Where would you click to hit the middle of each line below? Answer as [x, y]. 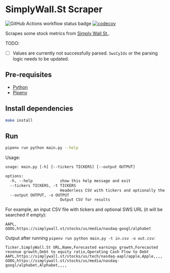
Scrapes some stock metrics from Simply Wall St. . [58, 33]
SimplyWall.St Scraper [54, 9]
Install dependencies [39, 109]
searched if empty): [26, 215]
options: [15, 176]
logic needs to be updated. [41, 59]
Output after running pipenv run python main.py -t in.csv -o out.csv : [80, 238]
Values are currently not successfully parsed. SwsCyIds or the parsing [85, 53]
